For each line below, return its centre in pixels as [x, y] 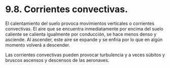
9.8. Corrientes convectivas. [67, 9]
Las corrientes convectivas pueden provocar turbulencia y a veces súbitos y [85, 55]
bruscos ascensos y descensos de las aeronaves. [57, 60]
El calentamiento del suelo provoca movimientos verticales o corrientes [80, 23]
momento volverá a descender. [38, 45]
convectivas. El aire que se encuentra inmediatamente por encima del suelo [84, 28]
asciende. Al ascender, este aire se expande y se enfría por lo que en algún [84, 40]
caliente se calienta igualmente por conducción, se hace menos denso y [81, 34]
